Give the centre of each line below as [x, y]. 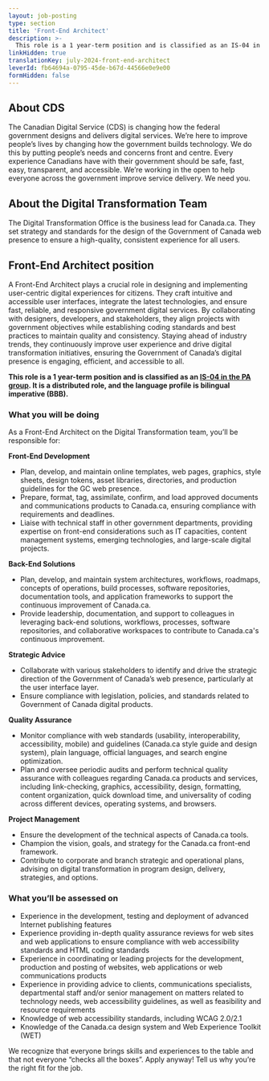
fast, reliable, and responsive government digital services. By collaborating [132, 311]
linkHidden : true [37, 53]
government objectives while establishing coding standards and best [122, 327]
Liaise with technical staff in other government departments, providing [136, 523]
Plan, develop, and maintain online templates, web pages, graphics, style [141, 472]
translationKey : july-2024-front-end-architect [90, 61]
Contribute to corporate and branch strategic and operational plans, [132, 860]
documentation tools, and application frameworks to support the [126, 597]
